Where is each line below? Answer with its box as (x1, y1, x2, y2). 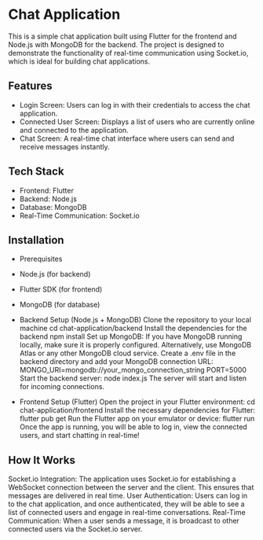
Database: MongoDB (19, 202, 87, 211)
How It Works (8, 454, 76, 467)
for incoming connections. (19, 382, 104, 391)
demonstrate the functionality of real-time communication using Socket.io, (8, 48, 249, 57)
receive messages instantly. (19, 141, 110, 151)
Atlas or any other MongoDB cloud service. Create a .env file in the (19, 348, 236, 358)
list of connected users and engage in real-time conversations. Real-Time (8, 508, 246, 517)
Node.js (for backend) (19, 270, 91, 279)
